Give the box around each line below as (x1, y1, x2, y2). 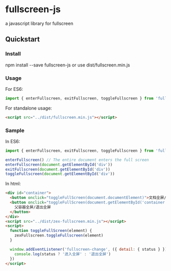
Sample (5, 127, 24, 134)
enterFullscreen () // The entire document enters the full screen (5, 157, 149, 162)
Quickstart (5, 35, 40, 44)
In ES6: (5, 138, 20, 144)
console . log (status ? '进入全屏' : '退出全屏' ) (14, 251, 111, 257)
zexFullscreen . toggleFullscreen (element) (14, 233, 103, 238)
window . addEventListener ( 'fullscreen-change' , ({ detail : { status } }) (10, 247, 167, 252)
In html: (5, 181, 21, 187)
